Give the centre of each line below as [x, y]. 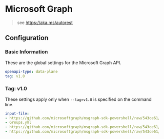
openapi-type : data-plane [31, 71]
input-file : [17, 114]
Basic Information [27, 52]
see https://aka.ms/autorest [45, 23]
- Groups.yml [18, 123]
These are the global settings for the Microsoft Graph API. [63, 63]
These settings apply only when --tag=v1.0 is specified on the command [78, 99]
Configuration [27, 38]
